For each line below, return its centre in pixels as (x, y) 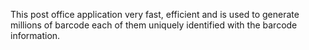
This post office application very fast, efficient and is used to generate (155, 14)
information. (35, 35)
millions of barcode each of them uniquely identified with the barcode (154, 25)
